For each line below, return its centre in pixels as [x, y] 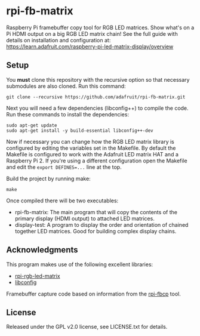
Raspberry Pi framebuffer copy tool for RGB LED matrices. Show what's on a [100, 27]
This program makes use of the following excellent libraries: [80, 264]
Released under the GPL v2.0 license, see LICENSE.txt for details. [87, 327]
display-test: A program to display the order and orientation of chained [101, 224]
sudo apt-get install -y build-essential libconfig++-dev [80, 130]
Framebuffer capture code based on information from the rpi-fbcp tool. [93, 294]
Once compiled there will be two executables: [62, 201]
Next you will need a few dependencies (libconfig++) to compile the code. [98, 108]
